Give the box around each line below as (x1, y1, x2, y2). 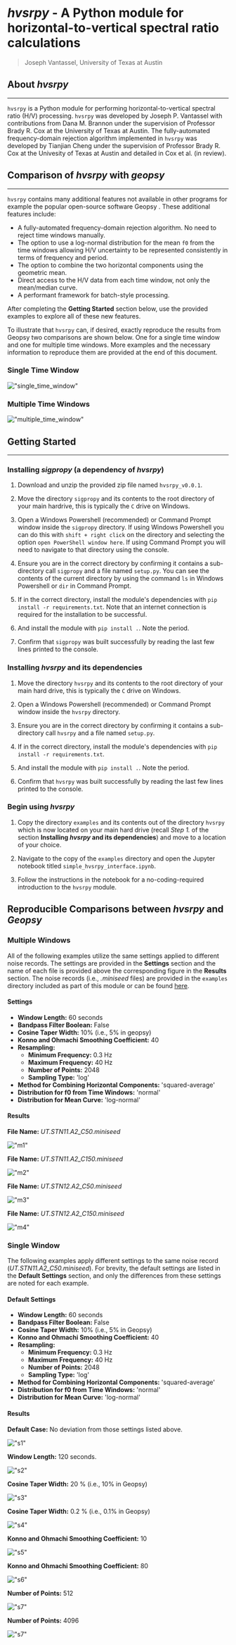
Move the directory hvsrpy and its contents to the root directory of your (17, 679, 223, 687)
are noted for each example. (7, 1279, 89, 1288)
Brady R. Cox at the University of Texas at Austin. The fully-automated (7, 126, 211, 135)
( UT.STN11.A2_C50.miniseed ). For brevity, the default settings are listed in (7, 1264, 221, 1273)
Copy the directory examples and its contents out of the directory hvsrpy (17, 818, 225, 826)
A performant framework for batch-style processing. (17, 290, 170, 299)
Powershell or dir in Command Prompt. (17, 581, 132, 590)
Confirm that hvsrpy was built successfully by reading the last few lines (17, 777, 223, 785)
